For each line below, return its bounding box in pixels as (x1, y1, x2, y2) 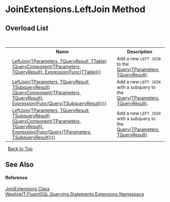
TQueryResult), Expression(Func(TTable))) (12, 69, 101, 75)
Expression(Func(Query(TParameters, (12, 129, 92, 135)
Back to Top (7, 146, 33, 152)
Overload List (5, 24, 49, 32)
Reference (5, 174, 28, 181)
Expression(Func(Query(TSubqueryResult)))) (12, 100, 107, 106)
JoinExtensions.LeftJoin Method (5, 4, 146, 15)
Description (127, 48, 153, 54)
